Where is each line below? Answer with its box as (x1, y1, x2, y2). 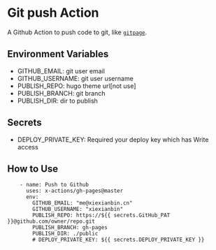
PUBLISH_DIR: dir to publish (17, 96, 98, 105)
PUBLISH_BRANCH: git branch (17, 89, 106, 97)
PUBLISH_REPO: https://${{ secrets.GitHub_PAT (32, 212, 171, 219)
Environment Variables (7, 48, 109, 60)
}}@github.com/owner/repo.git (7, 218, 96, 225)
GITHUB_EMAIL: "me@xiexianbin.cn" (32, 200, 133, 207)
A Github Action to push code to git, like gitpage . (7, 28, 147, 36)
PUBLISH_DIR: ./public (32, 230, 99, 237)
